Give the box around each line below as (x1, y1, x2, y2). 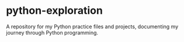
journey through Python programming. (6, 29, 98, 36)
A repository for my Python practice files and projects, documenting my (6, 23, 179, 30)
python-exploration (6, 4, 103, 17)
